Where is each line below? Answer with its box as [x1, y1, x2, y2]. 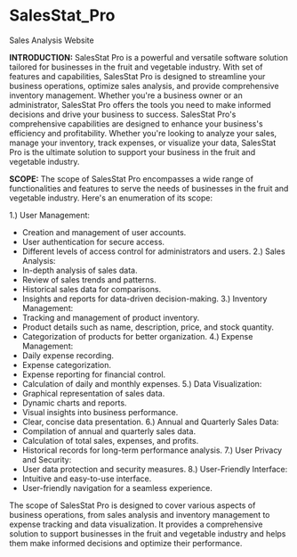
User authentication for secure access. [21, 236, 165, 247]
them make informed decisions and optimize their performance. [9, 537, 243, 548]
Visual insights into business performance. [21, 406, 179, 417]
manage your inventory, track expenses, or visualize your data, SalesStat [9, 137, 277, 148]
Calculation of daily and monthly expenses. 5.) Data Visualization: [21, 378, 262, 389]
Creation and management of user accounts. [21, 226, 187, 237]
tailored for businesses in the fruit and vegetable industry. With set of [9, 61, 263, 72]
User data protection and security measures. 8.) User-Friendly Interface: [21, 463, 288, 474]
